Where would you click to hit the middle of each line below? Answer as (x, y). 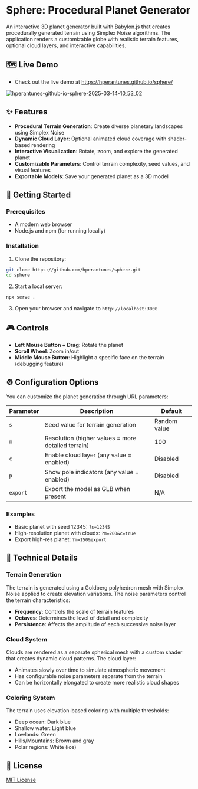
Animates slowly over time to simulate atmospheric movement (90, 670)
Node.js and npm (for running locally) (60, 231)
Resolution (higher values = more (90, 438)
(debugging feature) (39, 364)
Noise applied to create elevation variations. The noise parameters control (96, 594)
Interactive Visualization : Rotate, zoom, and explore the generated (96, 151)
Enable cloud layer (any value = (88, 455)
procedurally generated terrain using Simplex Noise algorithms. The (88, 32)
